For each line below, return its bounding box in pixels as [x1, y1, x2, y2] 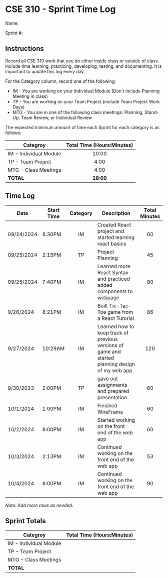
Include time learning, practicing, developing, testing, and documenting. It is [5, 63, 162, 69]
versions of [97, 341, 124, 349]
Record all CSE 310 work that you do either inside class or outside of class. [5, 58, 159, 64]
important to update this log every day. [5, 68, 85, 74]
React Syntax [97, 269, 128, 276]
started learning [97, 234, 135, 241]
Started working [97, 416, 135, 423]
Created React [97, 221, 131, 228]
